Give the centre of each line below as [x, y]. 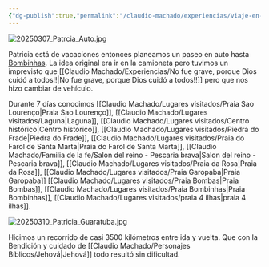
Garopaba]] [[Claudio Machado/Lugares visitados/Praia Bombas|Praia [124, 180]
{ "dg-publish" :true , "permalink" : [64, 16]
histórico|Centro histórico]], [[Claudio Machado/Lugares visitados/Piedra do [134, 129]
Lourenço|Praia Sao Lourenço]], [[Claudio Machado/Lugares [108, 112]
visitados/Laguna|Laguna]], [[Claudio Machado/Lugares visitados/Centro [129, 120]
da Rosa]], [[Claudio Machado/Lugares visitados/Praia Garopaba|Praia [124, 172]
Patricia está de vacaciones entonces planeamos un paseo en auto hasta [129, 54]
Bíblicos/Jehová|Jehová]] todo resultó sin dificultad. [94, 254]
